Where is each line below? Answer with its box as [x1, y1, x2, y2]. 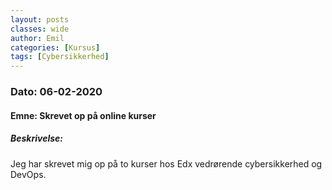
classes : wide [10, 24, 70, 34]
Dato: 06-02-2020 [10, 85, 103, 99]
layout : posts [10, 14, 70, 25]
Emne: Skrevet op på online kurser [10, 109, 157, 121]
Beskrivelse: [10, 132, 64, 145]
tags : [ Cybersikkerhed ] [10, 52, 110, 62]
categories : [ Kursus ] [10, 42, 101, 53]
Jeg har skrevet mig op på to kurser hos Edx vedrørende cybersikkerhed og [10, 157, 323, 170]
